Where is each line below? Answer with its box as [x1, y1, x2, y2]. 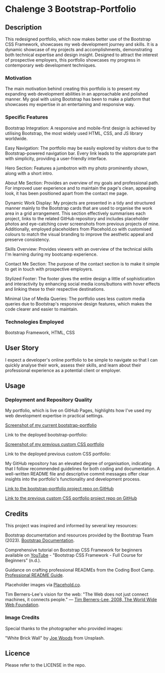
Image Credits [5, 614, 39, 621]
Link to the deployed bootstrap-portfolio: [5, 432, 88, 438]
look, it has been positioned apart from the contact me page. [5, 190, 128, 196]
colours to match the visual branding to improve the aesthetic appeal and [5, 231, 154, 237]
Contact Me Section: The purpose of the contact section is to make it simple [5, 261, 160, 267]
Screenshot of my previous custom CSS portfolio [5, 441, 104, 447]
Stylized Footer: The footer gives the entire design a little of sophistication [5, 275, 155, 281]
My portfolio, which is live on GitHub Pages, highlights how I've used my [5, 407, 152, 413]
